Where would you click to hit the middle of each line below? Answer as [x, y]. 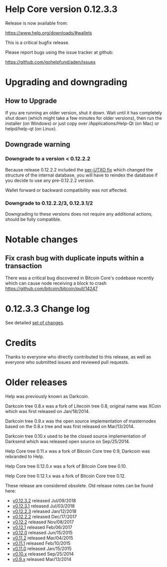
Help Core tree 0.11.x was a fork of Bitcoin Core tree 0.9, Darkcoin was [78, 451]
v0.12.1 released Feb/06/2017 [42, 527]
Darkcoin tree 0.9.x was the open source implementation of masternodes [81, 421]
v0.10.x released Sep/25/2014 [43, 554]
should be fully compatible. [33, 219]
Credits [21, 343]
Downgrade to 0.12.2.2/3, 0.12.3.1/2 [49, 203]
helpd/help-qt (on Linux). [31, 128]
